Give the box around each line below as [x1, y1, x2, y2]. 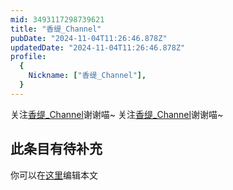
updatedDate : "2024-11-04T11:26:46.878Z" [10, 42, 186, 53]
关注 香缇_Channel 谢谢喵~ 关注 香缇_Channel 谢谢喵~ [10, 108, 224, 120]
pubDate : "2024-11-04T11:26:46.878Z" [10, 33, 168, 43]
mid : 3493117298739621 [10, 14, 105, 25]
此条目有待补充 [10, 141, 103, 158]
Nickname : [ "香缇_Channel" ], [28, 71, 147, 81]
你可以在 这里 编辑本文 [10, 169, 98, 181]
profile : [10, 52, 47, 62]
